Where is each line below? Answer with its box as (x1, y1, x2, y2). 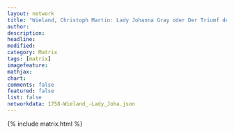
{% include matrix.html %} (7, 119, 83, 128)
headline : (7, 36, 36, 43)
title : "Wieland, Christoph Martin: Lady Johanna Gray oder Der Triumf (7, 17, 219, 24)
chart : (7, 74, 26, 82)
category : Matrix (7, 49, 58, 56)
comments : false (7, 81, 54, 88)
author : (7, 23, 30, 30)
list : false (7, 94, 42, 101)
